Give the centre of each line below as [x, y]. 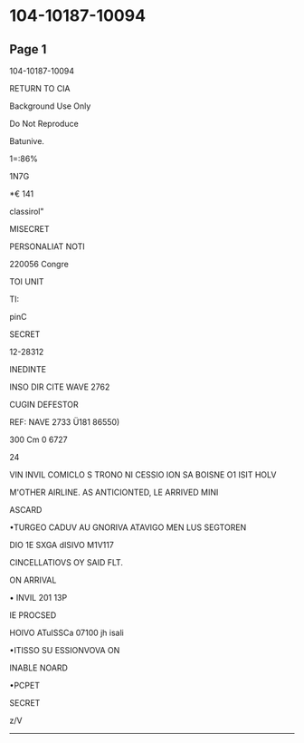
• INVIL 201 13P [38, 598]
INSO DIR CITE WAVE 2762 [60, 387]
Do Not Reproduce [44, 124]
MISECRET [29, 229]
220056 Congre [39, 264]
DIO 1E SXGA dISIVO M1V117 [62, 545]
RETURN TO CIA [40, 88]
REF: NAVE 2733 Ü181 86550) [65, 422]
